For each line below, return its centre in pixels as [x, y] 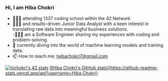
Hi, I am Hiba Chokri [30, 8]
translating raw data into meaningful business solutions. [70, 29]
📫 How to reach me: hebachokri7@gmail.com [60, 56]
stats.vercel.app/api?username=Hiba [43, 73]
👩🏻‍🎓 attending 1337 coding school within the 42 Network [71, 19]
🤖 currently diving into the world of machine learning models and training [88, 45]
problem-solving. [30, 40]
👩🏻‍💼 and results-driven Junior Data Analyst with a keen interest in [80, 24]
